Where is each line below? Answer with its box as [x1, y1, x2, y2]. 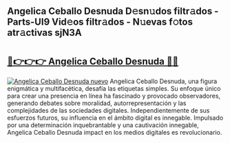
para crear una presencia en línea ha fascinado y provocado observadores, [7, 92, 221, 100]
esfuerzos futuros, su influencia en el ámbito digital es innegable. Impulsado [7, 113, 224, 122]
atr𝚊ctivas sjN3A [7, 27, 82, 38]
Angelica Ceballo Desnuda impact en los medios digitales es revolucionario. [7, 129, 222, 136]
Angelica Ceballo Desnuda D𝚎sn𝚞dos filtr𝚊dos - [7, 5, 219, 17]
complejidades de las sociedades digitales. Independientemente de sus [7, 107, 210, 114]
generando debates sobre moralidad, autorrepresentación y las [7, 99, 187, 107]
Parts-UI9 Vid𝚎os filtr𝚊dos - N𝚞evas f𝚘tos [7, 16, 193, 28]
